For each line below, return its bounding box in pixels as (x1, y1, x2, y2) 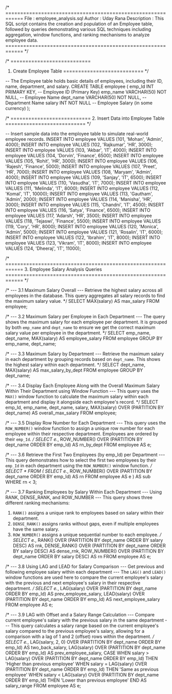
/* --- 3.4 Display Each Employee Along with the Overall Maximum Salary (5, 382, 160, 389)
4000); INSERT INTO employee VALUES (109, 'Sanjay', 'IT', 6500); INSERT (5, 174, 162, 180)
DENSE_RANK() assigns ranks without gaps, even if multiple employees (12, 521, 159, 526)
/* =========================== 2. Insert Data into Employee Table (5, 115, 165, 121)
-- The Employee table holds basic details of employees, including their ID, (5, 78, 163, 84)
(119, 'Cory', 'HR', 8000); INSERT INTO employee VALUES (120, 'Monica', (5, 224, 159, 229)
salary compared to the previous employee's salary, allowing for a (5, 628, 145, 634)
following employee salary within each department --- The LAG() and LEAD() (5, 569, 166, 575)
